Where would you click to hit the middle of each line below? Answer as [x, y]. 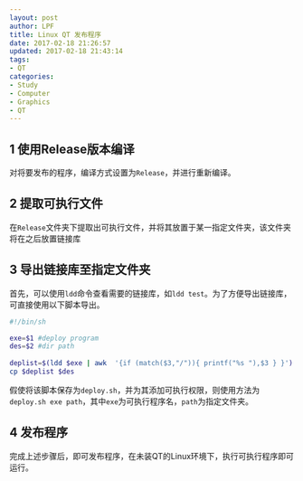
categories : [32, 77]
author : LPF [32, 26]
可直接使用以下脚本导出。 [57, 305]
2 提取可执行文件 [57, 204]
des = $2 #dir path [42, 346]
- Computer [30, 93]
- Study [24, 85]
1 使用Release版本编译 [72, 149]
